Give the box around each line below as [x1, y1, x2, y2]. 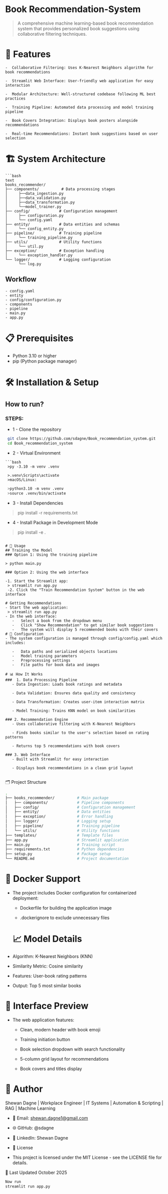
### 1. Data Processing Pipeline [5, 677, 78, 683]
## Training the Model [5, 548, 53, 553]
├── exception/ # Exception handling [5, 248, 104, 253]
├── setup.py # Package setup [5, 852, 111, 857]
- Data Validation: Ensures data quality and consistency [12, 691, 136, 696]
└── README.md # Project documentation [5, 856, 129, 861]
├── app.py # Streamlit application [5, 837, 129, 843]
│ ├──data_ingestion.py [5, 191, 64, 196]
